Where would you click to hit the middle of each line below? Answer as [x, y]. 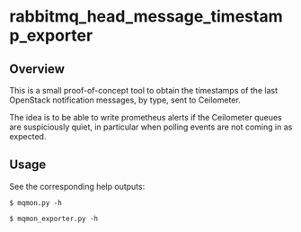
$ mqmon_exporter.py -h [54, 219]
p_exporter [51, 36]
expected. [28, 136]
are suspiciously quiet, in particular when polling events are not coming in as [151, 127]
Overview [37, 69]
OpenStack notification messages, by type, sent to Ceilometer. [125, 100]
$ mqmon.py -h [36, 203]
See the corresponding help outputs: [77, 186]
